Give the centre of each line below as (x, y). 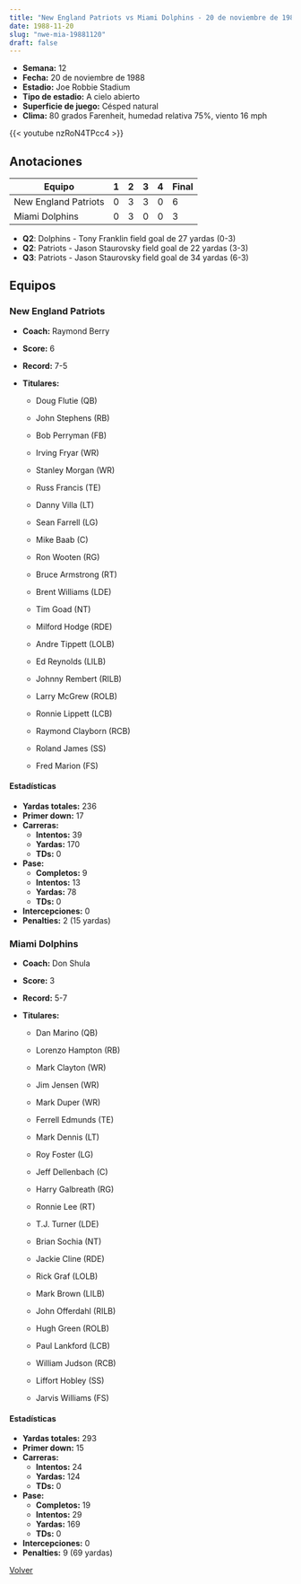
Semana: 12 (44, 68)
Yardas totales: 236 (59, 806)
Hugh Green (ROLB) (73, 1328)
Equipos (33, 286)
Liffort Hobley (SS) (70, 1381)
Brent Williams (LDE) (73, 591)
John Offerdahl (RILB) (76, 1311)
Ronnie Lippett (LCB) (74, 713)
